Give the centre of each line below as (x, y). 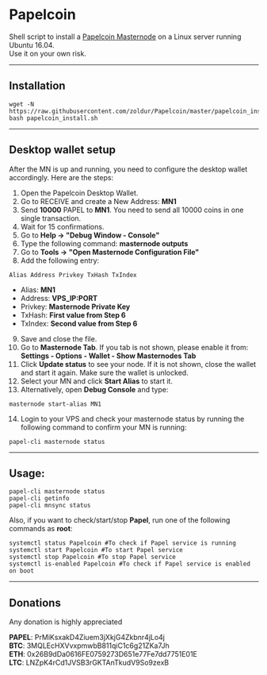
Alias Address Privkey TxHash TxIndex (73, 275)
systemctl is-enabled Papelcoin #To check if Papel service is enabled (130, 564)
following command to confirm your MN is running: (103, 427)
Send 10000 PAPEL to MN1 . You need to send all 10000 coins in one (132, 210)
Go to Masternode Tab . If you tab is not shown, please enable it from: (134, 347)
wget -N (22, 104)
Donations (35, 602)
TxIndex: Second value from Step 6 (79, 323)
